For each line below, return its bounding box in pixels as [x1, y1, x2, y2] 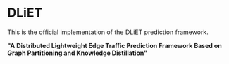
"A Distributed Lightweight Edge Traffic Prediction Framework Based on [7, 41, 222, 49]
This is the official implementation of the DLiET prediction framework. [7, 28, 209, 36]
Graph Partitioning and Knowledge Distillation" [7, 49, 148, 57]
